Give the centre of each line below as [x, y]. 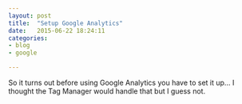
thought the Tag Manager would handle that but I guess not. [107, 91]
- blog [19, 46]
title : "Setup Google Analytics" [66, 23]
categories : [28, 38]
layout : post [30, 16]
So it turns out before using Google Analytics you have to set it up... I [121, 82]
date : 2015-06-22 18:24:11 [57, 30]
